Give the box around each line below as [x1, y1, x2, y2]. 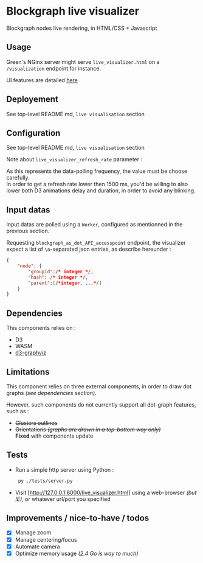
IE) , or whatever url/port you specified [15, 495, 111, 503]
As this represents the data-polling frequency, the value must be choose [6, 167, 188, 175]
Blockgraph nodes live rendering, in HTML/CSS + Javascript [6, 24, 157, 32]
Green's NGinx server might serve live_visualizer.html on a [6, 58, 160, 65]
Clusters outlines [15, 419, 58, 427]
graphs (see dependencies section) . [6, 389, 97, 396]
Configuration [6, 128, 61, 138]
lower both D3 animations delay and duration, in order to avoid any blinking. [6, 187, 196, 194]
